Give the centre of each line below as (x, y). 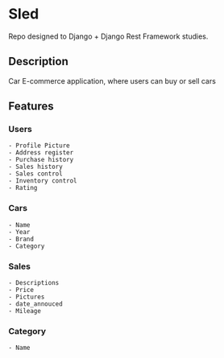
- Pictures (27, 297)
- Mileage (25, 311)
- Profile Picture (39, 146)
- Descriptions (34, 283)
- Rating (23, 188)
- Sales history (35, 167)
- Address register (41, 153)
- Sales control (35, 174)
